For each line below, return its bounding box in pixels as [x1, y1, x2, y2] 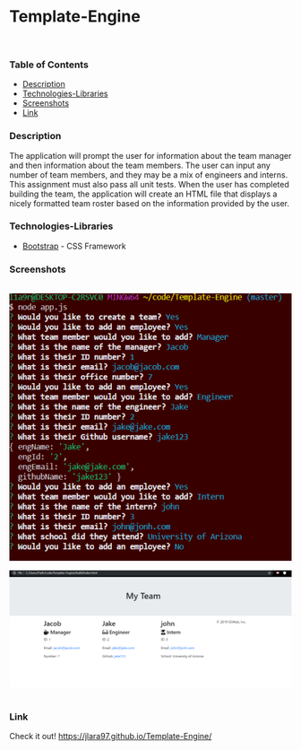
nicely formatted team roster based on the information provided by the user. [9, 197, 289, 208]
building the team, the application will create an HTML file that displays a [9, 188, 278, 199]
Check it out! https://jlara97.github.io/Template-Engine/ [9, 731, 212, 742]
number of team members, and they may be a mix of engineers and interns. [9, 169, 288, 180]
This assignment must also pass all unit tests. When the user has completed [9, 179, 289, 189]
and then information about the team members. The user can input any [9, 160, 271, 170]
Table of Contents [9, 58, 90, 71]
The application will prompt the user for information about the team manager [9, 150, 292, 161]
